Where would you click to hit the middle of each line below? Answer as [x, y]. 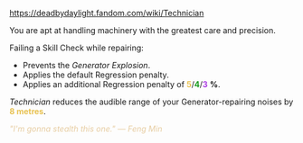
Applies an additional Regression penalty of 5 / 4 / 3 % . [121, 84]
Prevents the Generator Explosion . [86, 65]
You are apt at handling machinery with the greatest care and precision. [142, 30]
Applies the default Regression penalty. [95, 75]
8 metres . [28, 111]
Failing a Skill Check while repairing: [77, 48]
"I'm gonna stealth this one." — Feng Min [86, 129]
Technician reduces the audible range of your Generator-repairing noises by [151, 102]
